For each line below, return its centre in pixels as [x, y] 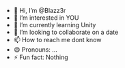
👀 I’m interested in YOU [46, 18]
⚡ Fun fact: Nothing [41, 57]
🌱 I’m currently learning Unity [55, 25]
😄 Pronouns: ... [36, 50]
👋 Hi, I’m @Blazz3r [40, 11]
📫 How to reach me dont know [57, 40]
